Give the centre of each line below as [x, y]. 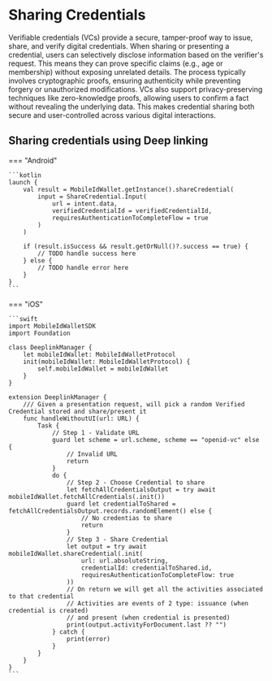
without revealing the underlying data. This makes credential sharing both [132, 106]
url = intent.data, [84, 204]
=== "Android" [33, 160]
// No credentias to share [127, 518]
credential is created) [49, 610]
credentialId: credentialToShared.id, [147, 568]
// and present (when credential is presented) [148, 618]
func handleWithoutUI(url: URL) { [81, 419]
